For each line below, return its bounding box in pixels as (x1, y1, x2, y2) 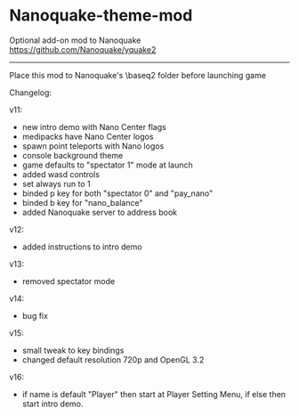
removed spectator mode (21, 275, 116, 286)
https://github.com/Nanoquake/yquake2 (9, 44, 157, 54)
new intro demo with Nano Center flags (21, 121, 166, 132)
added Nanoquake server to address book (21, 207, 178, 217)
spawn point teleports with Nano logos (21, 140, 165, 151)
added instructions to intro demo (21, 241, 142, 252)
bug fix (21, 310, 49, 321)
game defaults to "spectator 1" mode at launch (21, 159, 193, 170)
